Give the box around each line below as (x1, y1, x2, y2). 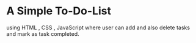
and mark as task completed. (6, 30, 79, 37)
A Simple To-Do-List (6, 4, 112, 18)
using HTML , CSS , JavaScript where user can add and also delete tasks (6, 24, 191, 31)
